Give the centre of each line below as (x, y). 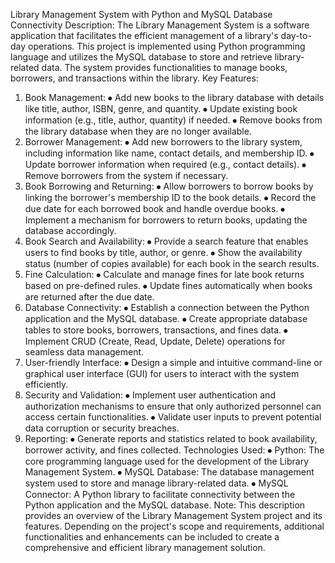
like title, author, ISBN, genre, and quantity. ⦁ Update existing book (161, 108)
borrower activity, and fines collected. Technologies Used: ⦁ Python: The (174, 450)
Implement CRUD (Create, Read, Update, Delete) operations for (155, 341)
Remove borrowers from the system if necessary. (126, 175)
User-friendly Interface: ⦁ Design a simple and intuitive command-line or (173, 362)
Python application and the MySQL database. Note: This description (165, 505)
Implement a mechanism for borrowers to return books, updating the (166, 220)
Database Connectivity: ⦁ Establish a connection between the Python (167, 307)
